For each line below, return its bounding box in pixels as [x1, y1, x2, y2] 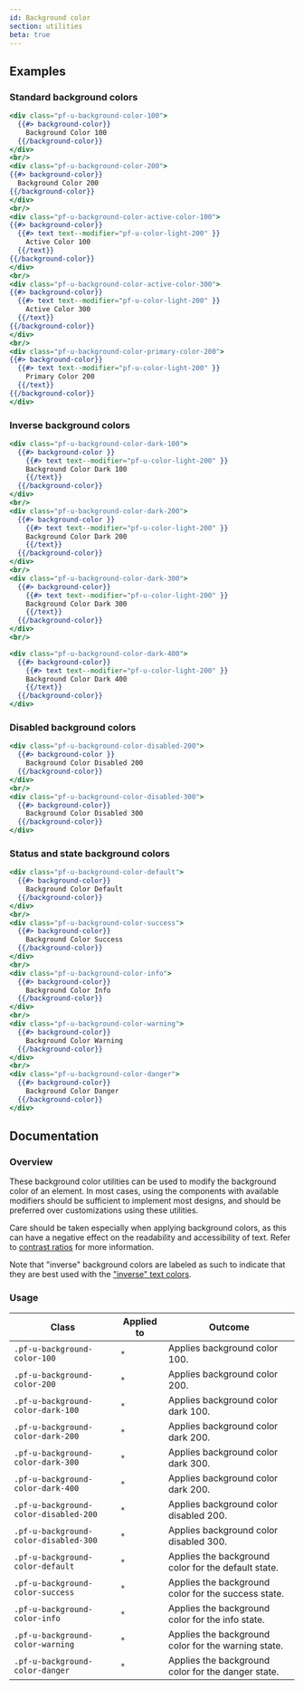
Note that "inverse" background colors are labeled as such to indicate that [9, 1259, 286, 1270]
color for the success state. [168, 1587, 285, 1599]
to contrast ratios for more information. [9, 1242, 155, 1253]
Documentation [9, 1129, 100, 1144]
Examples [9, 63, 66, 79]
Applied [122, 1314, 157, 1327]
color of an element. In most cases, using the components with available [9, 1186, 280, 1197]
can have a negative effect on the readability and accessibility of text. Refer [9, 1232, 291, 1243]
